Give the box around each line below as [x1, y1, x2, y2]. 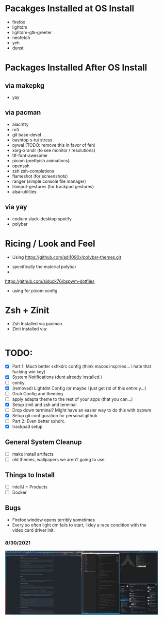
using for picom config [12, 288, 58, 293]
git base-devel [12, 132, 41, 137]
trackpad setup [12, 424, 43, 429]
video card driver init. [12, 527, 55, 533]
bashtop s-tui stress [12, 137, 52, 143]
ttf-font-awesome [12, 152, 48, 158]
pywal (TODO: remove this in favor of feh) [12, 142, 96, 148]
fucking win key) [12, 369, 46, 375]
